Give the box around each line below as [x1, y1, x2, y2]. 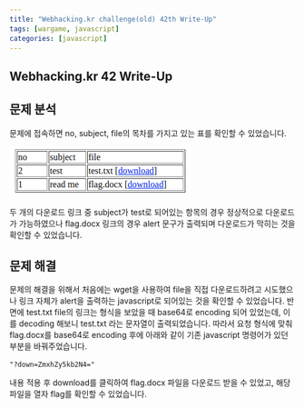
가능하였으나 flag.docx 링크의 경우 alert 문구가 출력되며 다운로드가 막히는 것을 [18, 218, 296, 229]
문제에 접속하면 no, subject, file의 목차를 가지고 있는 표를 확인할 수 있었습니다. [9, 127, 288, 138]
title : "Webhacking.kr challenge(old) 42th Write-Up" [9, 15, 218, 24]
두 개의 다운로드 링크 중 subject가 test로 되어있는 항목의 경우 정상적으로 [9, 206, 264, 217]
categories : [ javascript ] [9, 34, 107, 43]
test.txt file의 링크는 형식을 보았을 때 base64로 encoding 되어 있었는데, [25, 307, 281, 318]
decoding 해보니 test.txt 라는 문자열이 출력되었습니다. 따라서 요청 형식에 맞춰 [18, 318, 293, 329]
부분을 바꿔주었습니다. [9, 341, 88, 352]
